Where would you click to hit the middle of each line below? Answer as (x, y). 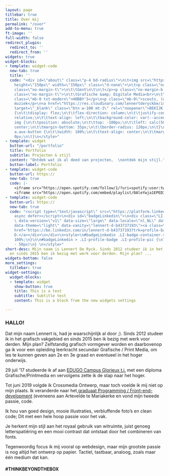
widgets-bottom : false (29, 258)
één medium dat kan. (27, 457)
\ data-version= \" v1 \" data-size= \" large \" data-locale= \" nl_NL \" (85, 221)
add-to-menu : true (24, 29)
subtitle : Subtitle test (40, 296)
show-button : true (33, 286)
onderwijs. (16, 361)
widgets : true (20, 57)
